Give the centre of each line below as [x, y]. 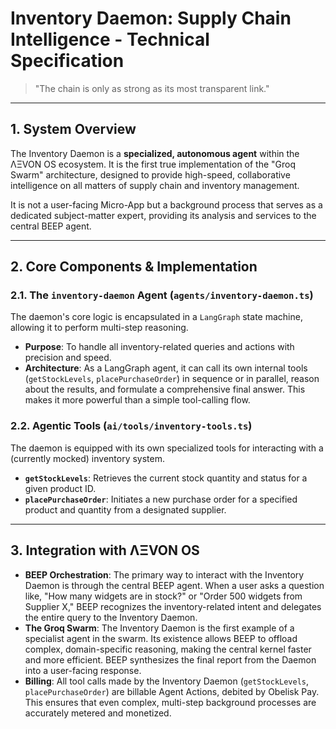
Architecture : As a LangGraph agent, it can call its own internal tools [166, 368]
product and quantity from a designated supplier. [125, 509]
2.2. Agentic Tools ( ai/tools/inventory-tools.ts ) [131, 426]
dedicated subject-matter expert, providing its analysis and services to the [163, 215]
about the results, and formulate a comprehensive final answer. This [165, 389]
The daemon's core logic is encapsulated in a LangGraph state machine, [156, 317]
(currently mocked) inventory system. [88, 458]
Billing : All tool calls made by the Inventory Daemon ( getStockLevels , [167, 681]
